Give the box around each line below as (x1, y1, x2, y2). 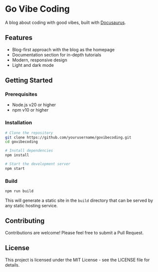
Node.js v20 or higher (12, 102, 56, 108)
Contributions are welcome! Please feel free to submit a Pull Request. (5, 230, 144, 235)
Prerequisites (5, 91, 37, 98)
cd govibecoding (5, 139, 38, 144)
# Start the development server (5, 162, 70, 167)
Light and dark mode (12, 62, 54, 68)
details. (5, 262, 20, 268)
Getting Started (5, 77, 53, 85)
